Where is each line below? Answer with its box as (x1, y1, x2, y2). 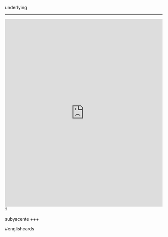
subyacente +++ (5, 216, 39, 222)
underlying (5, 5, 27, 10)
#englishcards (5, 226, 35, 232)
